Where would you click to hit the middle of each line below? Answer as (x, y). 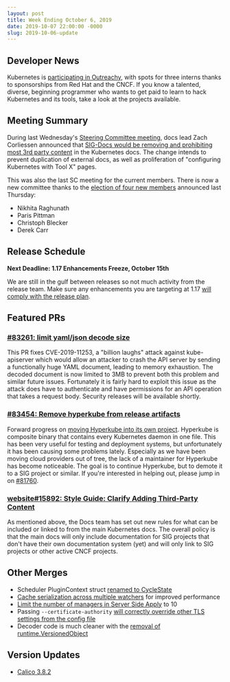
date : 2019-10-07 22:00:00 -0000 (55, 26)
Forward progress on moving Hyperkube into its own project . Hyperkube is (113, 429)
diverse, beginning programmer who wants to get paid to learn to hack (107, 92)
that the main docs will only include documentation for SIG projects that (108, 536)
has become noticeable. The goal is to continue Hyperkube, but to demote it (115, 466)
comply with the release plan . (49, 296)
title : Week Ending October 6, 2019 (59, 20)
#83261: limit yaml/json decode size (69, 337)
